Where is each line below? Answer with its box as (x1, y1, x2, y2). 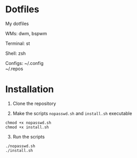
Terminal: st (5, 40, 30, 47)
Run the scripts (12, 133, 45, 140)
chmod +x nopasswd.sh (5, 120, 52, 125)
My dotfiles (5, 20, 29, 27)
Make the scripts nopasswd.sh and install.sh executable (12, 110, 132, 116)
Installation (5, 83, 54, 95)
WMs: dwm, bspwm (5, 30, 48, 36)
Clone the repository (12, 100, 56, 106)
